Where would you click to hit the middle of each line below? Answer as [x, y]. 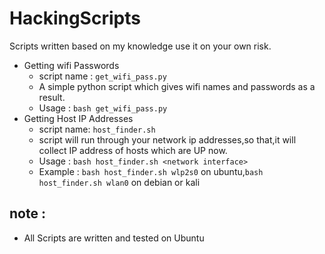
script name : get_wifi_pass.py [102, 76]
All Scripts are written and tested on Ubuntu [114, 238]
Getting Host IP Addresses [78, 118]
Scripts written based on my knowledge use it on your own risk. [140, 46]
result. [52, 97]
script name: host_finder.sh [97, 129]
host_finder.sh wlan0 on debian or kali [119, 182]
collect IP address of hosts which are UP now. [133, 150]
